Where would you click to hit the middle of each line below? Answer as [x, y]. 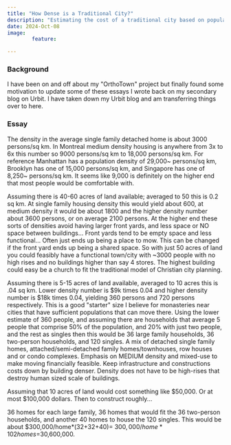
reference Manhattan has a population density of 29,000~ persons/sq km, [112, 161]
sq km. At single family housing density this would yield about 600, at [106, 203]
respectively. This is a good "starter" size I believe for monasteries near [108, 304]
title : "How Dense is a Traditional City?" [70, 13]
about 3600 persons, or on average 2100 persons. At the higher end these [112, 218]
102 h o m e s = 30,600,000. [41, 434]
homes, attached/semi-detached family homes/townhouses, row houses [110, 349]
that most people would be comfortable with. [71, 183]
